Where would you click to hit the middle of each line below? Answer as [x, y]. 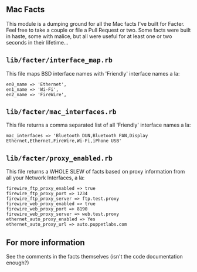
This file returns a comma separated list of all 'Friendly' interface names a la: [98, 125]
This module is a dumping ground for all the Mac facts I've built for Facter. [95, 23]
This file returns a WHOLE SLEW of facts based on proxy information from [96, 172]
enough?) [18, 263]
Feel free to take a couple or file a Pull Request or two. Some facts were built [98, 30]
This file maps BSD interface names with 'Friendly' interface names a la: [93, 73]
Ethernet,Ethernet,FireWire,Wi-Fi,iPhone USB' [64, 141]
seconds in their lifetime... [37, 42]
